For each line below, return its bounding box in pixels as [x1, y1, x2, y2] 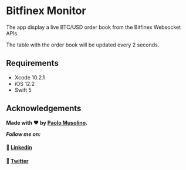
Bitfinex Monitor [6, 4, 86, 18]
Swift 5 [14, 86, 32, 94]
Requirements [6, 58, 59, 68]
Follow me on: [6, 131, 41, 138]
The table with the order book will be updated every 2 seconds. [6, 41, 160, 48]
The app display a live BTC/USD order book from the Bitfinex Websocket [6, 24, 181, 31]
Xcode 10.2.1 [14, 74, 45, 81]
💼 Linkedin [6, 144, 32, 151]
